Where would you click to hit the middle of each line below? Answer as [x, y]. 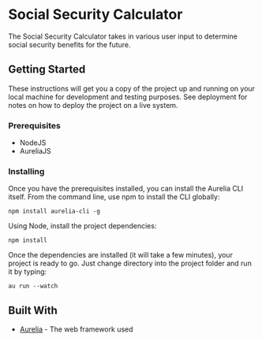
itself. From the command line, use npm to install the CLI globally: [114, 197]
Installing [26, 171]
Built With [33, 310]
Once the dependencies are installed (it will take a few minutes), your [120, 255]
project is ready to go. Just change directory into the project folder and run [130, 263]
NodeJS [33, 143]
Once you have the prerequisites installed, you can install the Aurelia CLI [126, 189]
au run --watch [33, 286]
